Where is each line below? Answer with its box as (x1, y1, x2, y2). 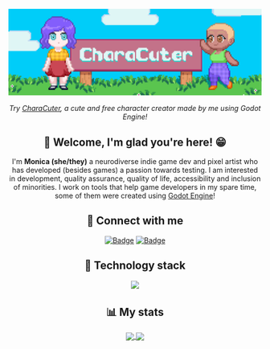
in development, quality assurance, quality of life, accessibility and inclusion (9, 174, 261, 183)
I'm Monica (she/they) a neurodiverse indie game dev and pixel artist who (11, 157, 259, 166)
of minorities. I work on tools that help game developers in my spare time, (13, 183, 257, 192)
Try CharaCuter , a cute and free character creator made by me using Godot (9, 104, 261, 113)
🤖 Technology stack (84, 259, 186, 273)
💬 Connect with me (87, 214, 183, 228)
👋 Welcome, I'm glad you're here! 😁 (43, 135, 227, 149)
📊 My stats (105, 306, 165, 319)
